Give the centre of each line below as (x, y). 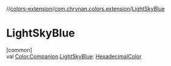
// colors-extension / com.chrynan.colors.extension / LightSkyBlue (85, 9)
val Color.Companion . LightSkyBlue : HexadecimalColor (74, 56)
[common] (19, 50)
